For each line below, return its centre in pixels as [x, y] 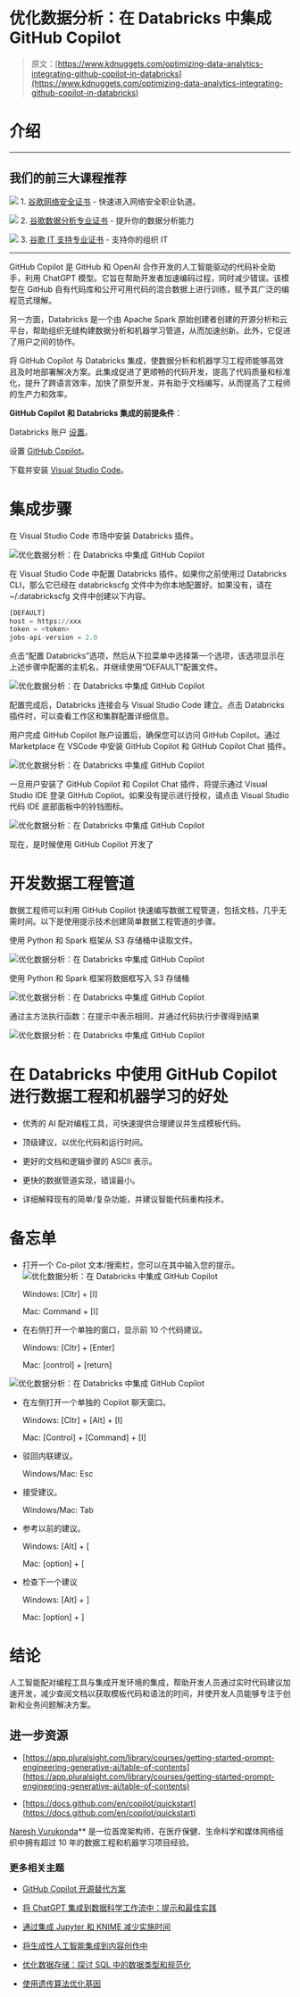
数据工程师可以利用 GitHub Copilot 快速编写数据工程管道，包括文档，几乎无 [148, 911]
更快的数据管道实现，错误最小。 [81, 1180]
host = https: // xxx [46, 621]
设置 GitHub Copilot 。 [49, 451]
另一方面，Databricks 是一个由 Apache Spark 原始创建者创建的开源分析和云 [149, 319]
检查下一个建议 [50, 1582]
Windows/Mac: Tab [58, 1510]
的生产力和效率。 [41, 394]
